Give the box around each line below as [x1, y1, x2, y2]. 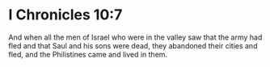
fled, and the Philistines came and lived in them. [8, 49, 168, 59]
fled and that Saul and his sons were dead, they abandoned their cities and [8, 40, 258, 50]
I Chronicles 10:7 [8, 6, 123, 24]
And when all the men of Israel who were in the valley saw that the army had [8, 32, 263, 42]
